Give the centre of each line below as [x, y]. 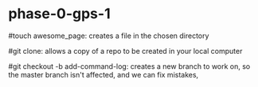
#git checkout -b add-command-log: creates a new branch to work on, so [129, 66]
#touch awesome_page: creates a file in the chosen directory [109, 36]
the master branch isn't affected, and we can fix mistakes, [104, 74]
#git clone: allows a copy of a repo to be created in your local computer [125, 51]
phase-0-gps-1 [59, 14]
